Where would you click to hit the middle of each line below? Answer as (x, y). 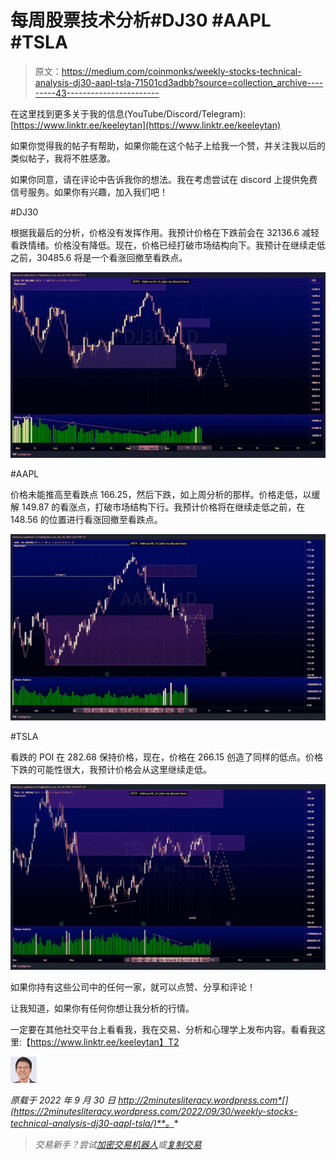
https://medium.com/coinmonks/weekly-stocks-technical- (181, 71)
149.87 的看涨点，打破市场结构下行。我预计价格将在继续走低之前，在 (163, 507)
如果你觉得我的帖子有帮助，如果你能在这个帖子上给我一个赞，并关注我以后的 (168, 145)
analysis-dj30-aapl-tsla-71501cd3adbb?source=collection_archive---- (179, 82)
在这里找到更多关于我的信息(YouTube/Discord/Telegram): (128, 113)
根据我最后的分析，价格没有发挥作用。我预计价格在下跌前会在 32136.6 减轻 (165, 232)
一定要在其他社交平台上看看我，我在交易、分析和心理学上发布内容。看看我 (163, 1029)
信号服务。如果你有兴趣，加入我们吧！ (89, 192)
